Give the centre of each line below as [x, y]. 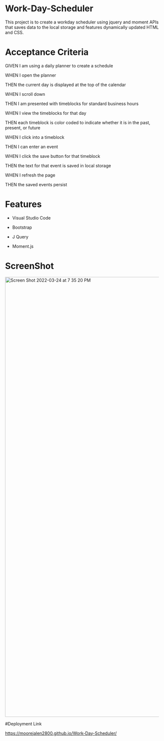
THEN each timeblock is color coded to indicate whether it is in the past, [78, 122]
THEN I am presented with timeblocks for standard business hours [72, 104]
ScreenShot [30, 266]
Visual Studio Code [31, 218]
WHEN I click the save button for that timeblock [53, 156]
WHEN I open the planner [31, 75]
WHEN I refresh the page [30, 175]
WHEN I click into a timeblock [35, 137]
